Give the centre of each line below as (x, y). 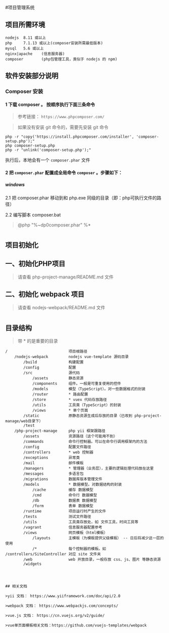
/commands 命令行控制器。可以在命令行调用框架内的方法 (86, 442)
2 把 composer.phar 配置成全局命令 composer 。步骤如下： (64, 172)
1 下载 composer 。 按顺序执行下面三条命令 (50, 104)
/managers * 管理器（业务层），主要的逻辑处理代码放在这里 (89, 469)
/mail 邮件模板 (54, 463)
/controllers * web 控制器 (59, 452)
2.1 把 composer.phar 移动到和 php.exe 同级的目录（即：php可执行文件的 (81, 198)
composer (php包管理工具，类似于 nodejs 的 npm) (61, 59)
